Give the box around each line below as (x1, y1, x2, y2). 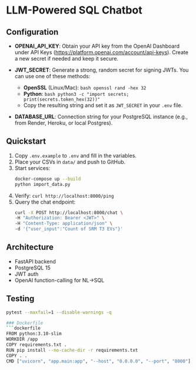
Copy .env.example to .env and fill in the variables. (14, 152, 137, 159)
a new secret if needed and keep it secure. (14, 55, 119, 62)
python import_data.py (14, 181, 71, 187)
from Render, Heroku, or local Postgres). (14, 119, 113, 126)
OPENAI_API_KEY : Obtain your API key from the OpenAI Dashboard (14, 42, 180, 49)
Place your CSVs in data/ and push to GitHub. (14, 158, 126, 165)
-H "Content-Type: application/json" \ (14, 221, 113, 226)
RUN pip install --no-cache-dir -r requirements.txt (6, 347, 138, 353)
